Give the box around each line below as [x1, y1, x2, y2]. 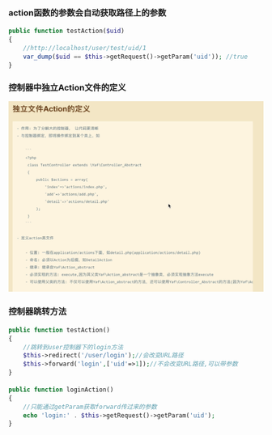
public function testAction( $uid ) [8, 27, 125, 36]
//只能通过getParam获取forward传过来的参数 [23, 403, 158, 411]
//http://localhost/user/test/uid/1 [23, 44, 147, 53]
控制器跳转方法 [8, 306, 67, 317]
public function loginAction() [8, 386, 114, 394]
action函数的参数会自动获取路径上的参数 [8, 6, 167, 18]
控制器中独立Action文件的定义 [8, 82, 127, 93]
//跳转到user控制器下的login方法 [23, 343, 124, 351]
